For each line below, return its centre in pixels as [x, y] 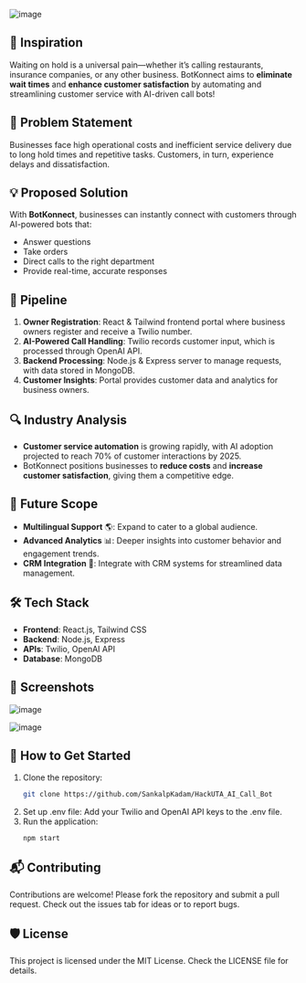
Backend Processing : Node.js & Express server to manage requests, [152, 361]
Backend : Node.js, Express [74, 639]
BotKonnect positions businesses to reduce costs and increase [142, 466]
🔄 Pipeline [38, 300]
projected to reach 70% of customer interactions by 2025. [132, 456]
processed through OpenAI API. [83, 351]
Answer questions [57, 242]
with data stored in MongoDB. [79, 371]
